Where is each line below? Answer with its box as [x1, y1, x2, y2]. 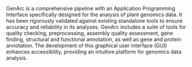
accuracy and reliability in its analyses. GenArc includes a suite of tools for [6, 23, 186, 30]
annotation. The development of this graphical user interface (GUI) [6, 42, 167, 49]
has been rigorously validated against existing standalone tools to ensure [6, 17, 183, 24]
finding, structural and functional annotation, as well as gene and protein [6, 36, 182, 43]
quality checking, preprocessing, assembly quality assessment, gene [6, 30, 173, 37]
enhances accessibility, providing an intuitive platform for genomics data [6, 48, 182, 55]
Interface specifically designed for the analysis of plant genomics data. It [6, 11, 183, 18]
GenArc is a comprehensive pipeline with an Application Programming [6, 5, 176, 12]
